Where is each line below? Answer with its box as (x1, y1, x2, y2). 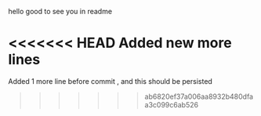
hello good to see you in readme (8, 7, 112, 16)
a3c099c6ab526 (144, 100, 198, 109)
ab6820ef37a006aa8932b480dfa (144, 92, 253, 101)
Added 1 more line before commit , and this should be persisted (8, 76, 213, 85)
